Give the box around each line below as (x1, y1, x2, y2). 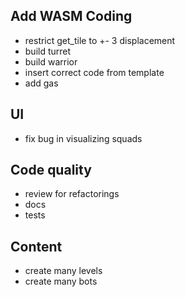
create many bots (24, 275, 98, 288)
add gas (24, 77, 59, 89)
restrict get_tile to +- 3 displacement (24, 34, 176, 46)
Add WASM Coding (10, 8, 133, 25)
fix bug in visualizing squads (24, 132, 143, 144)
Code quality (10, 162, 92, 179)
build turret (24, 45, 72, 57)
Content (10, 238, 63, 255)
